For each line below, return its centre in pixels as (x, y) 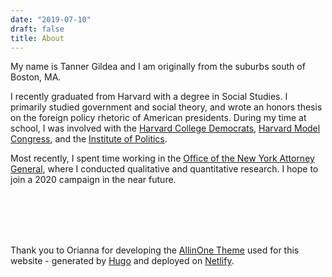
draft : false (37, 29)
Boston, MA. (36, 77)
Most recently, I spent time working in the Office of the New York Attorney (162, 158)
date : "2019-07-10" (51, 19)
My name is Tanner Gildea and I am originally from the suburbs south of (158, 67)
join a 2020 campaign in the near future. (93, 180)
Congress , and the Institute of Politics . (89, 139)
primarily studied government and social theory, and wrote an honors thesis (166, 107)
